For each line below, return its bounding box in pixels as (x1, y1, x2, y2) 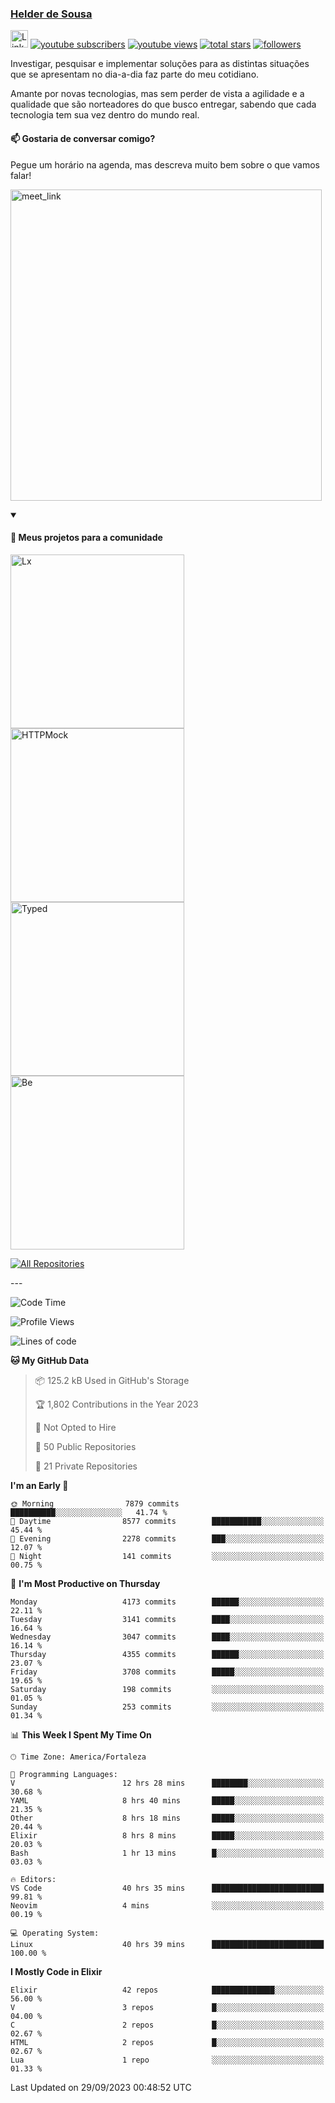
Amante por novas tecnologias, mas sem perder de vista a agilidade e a (10, 88, 305, 100)
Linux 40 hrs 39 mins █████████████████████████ (10, 1939, 325, 1949)
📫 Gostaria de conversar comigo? (10, 132, 156, 144)
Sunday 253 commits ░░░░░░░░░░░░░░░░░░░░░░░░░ (10, 1702, 325, 1712)
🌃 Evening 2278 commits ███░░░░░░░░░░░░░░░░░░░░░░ (10, 1533, 325, 1544)
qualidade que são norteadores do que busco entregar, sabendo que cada (10, 98, 317, 111)
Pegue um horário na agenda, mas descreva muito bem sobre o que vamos (10, 158, 320, 171)
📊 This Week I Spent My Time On (10, 1728, 152, 1741)
